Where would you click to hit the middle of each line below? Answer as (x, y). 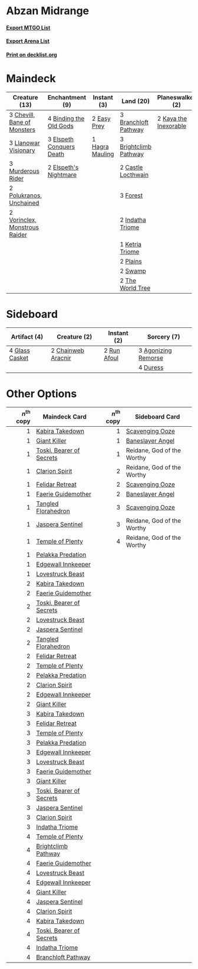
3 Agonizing (155, 350)
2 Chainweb (67, 350)
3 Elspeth (61, 139)
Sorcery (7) (164, 337)
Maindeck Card (65, 417)
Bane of (20, 122)
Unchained (24, 202)
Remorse (151, 358)
